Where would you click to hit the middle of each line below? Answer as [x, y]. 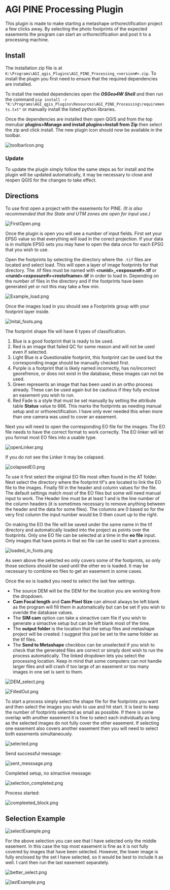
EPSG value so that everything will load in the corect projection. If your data [84, 239]
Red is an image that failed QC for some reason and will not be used [83, 346]
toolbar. [13, 135]
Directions [22, 196]
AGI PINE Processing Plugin [64, 9]
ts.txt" [13, 110]
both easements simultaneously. [39, 733]
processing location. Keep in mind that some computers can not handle [87, 661]
